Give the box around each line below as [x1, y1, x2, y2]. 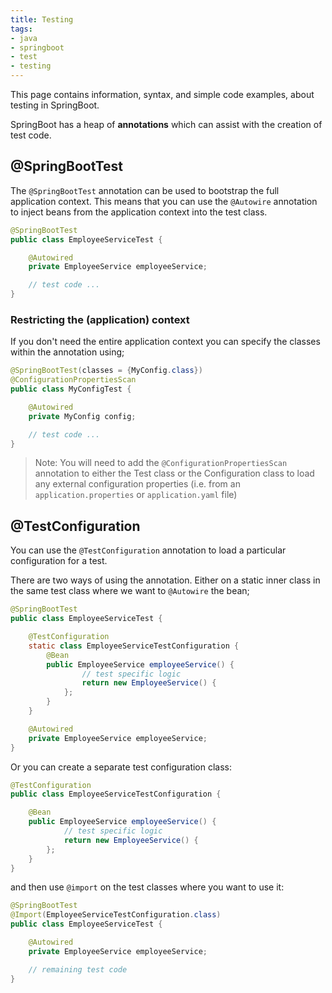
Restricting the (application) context [10, 312, 190, 326]
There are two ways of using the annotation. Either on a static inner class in [10, 574, 321, 586]
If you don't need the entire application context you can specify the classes [10, 336, 321, 348]
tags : [10, 24, 33, 34]
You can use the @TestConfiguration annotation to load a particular [10, 544, 287, 556]
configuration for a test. [10, 555, 108, 567]
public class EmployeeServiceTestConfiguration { [10, 789, 222, 800]
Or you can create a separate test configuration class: [10, 761, 233, 773]
